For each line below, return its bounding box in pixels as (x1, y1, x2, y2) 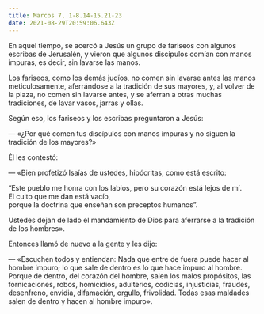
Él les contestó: (8, 152, 59, 162)
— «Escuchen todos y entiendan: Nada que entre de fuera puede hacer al (8, 254, 249, 263)
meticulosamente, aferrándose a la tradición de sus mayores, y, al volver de (8, 81, 255, 91)
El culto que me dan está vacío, (8, 191, 111, 201)
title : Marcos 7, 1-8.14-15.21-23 (8, 11, 123, 20)
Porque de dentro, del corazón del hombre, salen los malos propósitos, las (8, 270, 251, 281)
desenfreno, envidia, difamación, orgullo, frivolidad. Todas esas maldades (8, 288, 250, 297)
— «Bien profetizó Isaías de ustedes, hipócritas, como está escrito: (8, 168, 227, 177)
